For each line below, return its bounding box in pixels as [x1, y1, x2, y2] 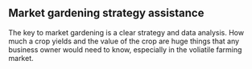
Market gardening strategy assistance [8, 6, 204, 20]
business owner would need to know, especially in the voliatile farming [8, 44, 242, 55]
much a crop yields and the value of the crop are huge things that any [8, 36, 240, 46]
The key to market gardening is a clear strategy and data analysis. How [8, 27, 244, 37]
